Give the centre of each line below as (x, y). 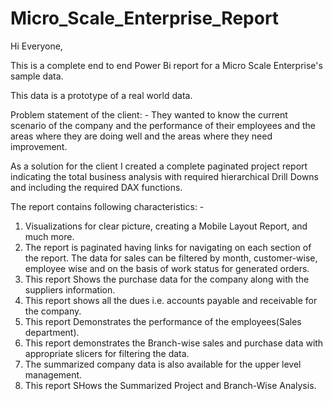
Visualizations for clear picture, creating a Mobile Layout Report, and (166, 226)
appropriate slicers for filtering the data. (107, 353)
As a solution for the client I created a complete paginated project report (159, 166)
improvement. (39, 146)
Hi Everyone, (36, 46)
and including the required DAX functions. (96, 187)
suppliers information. (70, 289)
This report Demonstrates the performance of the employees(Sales (163, 321)
